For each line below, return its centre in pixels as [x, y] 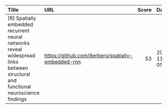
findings [17, 99]
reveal [15, 49]
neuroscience [24, 93]
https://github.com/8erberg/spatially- [88, 55]
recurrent [19, 31]
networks [19, 43]
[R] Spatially [22, 18]
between [18, 68]
